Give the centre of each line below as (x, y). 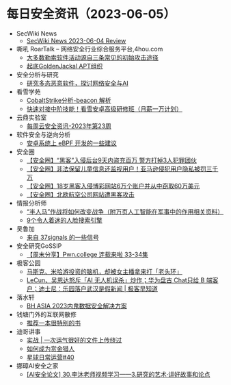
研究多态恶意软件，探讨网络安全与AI (78, 83)
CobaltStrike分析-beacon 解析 (69, 100)
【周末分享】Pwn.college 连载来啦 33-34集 (87, 254)
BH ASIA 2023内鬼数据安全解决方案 (77, 306)
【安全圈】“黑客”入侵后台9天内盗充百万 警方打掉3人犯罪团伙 (112, 160)
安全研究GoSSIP (39, 246)
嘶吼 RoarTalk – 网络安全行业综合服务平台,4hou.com (90, 49)
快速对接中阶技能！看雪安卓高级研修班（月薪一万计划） (104, 109)
